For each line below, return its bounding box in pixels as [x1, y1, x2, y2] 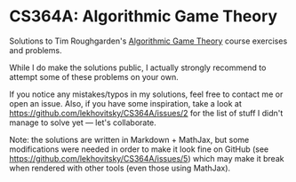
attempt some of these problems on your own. [9, 71, 180, 82]
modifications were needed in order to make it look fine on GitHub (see [9, 144, 269, 154]
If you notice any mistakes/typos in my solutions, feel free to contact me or [9, 89, 284, 99]
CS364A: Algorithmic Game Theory [9, 6, 278, 27]
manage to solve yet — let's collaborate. [9, 117, 157, 128]
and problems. [9, 44, 62, 55]
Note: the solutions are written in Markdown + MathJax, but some [9, 134, 250, 145]
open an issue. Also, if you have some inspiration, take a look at [9, 98, 243, 108]
